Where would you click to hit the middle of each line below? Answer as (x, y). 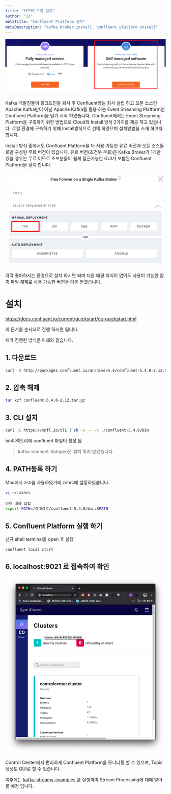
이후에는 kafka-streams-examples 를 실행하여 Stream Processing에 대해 (79, 779)
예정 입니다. (22, 786)
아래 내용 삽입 (18, 503)
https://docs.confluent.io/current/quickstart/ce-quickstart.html (71, 318)
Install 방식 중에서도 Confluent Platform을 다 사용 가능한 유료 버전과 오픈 (78, 146)
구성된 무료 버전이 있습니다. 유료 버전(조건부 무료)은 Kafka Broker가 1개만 (88, 152)
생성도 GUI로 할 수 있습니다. (33, 768)
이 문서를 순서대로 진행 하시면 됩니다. (42, 329)
